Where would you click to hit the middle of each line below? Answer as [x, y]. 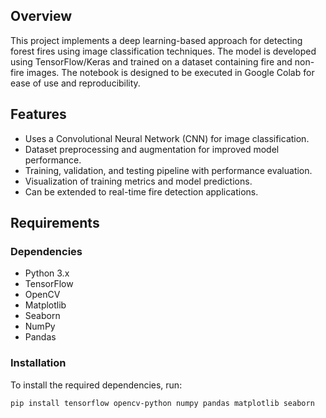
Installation [38, 363]
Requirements [55, 223]
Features [38, 114]
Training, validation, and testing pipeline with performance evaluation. [168, 170]
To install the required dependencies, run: [96, 385]
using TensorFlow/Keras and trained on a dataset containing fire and [151, 61]
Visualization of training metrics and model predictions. [138, 181]
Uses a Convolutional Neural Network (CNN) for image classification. [167, 138]
